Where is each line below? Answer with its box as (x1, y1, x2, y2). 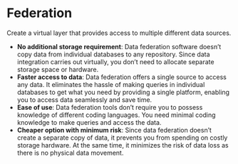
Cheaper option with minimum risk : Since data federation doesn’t (16, 125, 212, 134)
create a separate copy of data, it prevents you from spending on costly (16, 133, 228, 142)
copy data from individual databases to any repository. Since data (16, 50, 210, 58)
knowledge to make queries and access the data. (16, 118, 162, 126)
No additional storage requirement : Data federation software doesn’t (16, 42, 222, 51)
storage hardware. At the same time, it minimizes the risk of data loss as (16, 140, 229, 149)
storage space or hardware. (16, 65, 99, 73)
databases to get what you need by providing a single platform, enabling (16, 88, 229, 96)
